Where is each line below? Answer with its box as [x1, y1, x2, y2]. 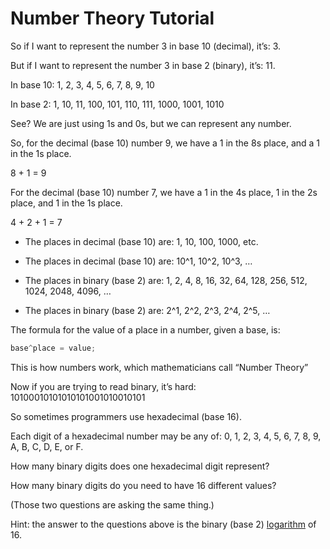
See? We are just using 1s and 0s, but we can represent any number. [10, 117, 292, 129]
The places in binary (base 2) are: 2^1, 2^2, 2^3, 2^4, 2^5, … [24, 304, 271, 316]
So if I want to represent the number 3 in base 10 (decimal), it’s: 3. [10, 40, 282, 52]
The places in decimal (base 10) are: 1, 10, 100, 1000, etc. [24, 235, 259, 247]
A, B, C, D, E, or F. [10, 440, 84, 452]
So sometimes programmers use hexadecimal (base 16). [10, 410, 242, 422]
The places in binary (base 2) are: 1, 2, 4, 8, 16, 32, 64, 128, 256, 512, [24, 274, 308, 286]
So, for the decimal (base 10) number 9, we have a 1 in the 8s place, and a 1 [10, 137, 321, 149]
